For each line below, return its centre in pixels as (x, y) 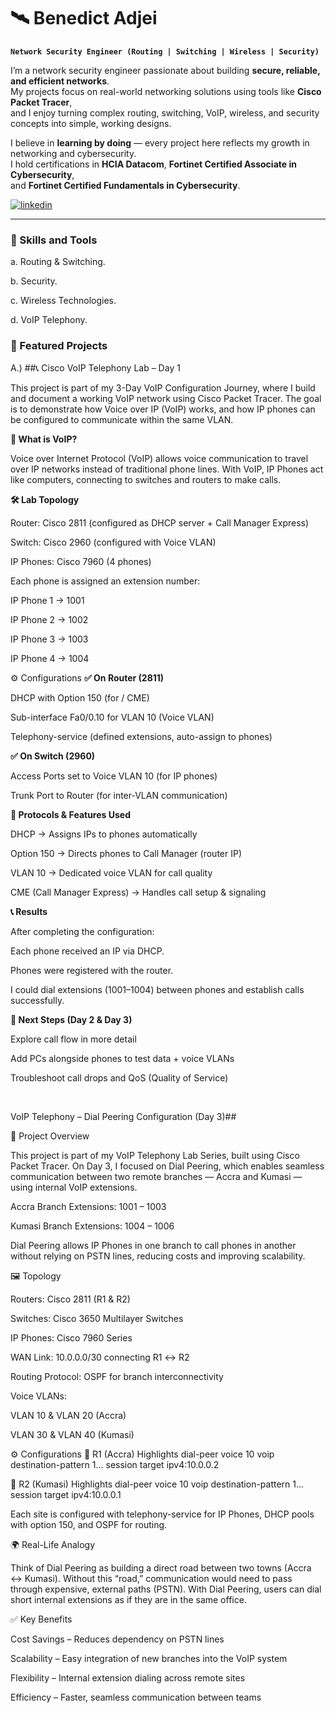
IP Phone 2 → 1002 (49, 619)
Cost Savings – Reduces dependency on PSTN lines (117, 1639)
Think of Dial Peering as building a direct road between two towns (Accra (161, 1567)
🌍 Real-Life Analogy (53, 1544)
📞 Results (29, 911)
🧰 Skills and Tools (54, 240)
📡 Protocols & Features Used (70, 814)
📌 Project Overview (50, 1136)
